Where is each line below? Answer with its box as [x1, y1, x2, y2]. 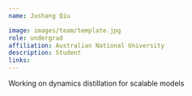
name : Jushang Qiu [8, 11, 70, 20]
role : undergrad [8, 34, 63, 42]
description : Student [8, 49, 82, 57]
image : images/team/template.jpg [8, 26, 122, 35]
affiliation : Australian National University [8, 41, 164, 49]
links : [8, 56, 31, 65]
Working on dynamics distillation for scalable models [8, 78, 185, 88]
